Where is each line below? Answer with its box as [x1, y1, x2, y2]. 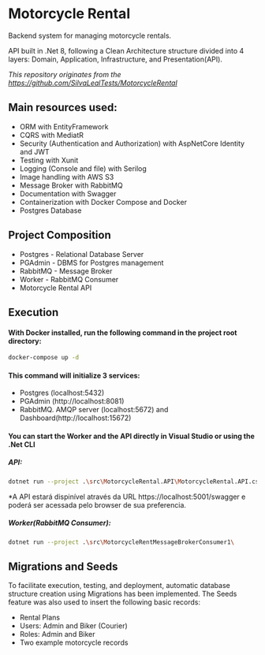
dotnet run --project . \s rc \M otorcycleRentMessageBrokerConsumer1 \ [8, 538, 235, 546]
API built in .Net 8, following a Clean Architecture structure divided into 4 [8, 46, 244, 55]
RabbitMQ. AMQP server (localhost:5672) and [19, 405, 169, 415]
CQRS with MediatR [19, 130, 84, 140]
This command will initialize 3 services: [8, 370, 140, 380]
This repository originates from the [8, 69, 121, 79]
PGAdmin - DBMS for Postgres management [19, 258, 164, 267]
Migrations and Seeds [8, 560, 118, 573]
